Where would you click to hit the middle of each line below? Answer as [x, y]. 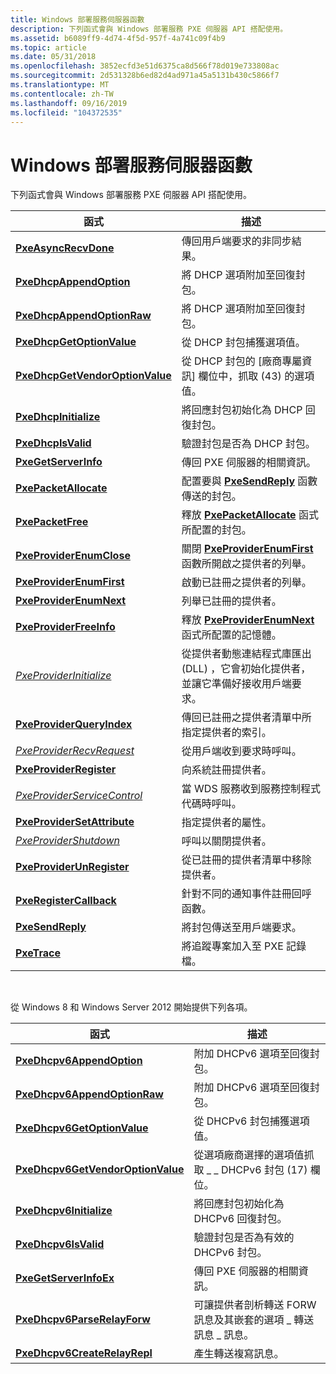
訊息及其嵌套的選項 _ [242, 1320]
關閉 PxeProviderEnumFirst [247, 549]
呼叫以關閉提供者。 [226, 841]
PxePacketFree [52, 522]
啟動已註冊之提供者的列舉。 [246, 583]
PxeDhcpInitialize [58, 417]
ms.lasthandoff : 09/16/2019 [69, 103]
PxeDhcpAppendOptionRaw [83, 316]
